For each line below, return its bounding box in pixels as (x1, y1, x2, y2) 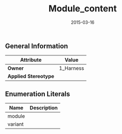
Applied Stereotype (7, 73, 55, 80)
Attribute (20, 56, 42, 63)
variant (7, 121, 24, 128)
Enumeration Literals (5, 89, 70, 98)
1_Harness (59, 65, 85, 72)
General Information (5, 42, 68, 50)
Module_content (48, 3, 117, 14)
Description (30, 104, 58, 111)
